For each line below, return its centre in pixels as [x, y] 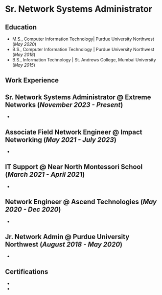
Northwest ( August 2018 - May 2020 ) [64, 245]
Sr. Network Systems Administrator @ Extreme [78, 97]
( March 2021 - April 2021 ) [45, 174]
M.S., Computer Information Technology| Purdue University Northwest [83, 39]
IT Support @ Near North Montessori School [74, 167]
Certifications [27, 272]
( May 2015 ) [24, 65]
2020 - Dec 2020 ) [33, 210]
